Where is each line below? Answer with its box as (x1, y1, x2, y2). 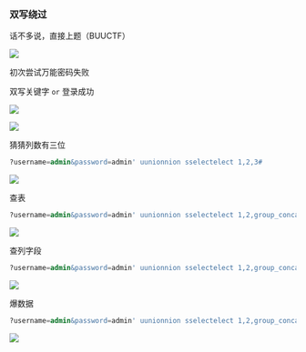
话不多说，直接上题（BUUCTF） (9, 30, 130, 42)
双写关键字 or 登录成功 (9, 86, 95, 97)
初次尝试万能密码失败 (9, 66, 89, 78)
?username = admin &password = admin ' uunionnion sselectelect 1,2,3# (9, 157, 262, 167)
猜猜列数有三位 (9, 139, 66, 151)
